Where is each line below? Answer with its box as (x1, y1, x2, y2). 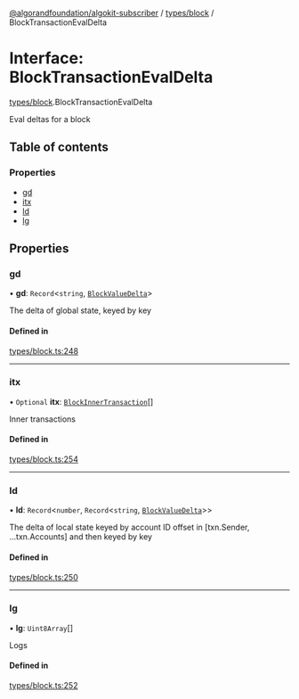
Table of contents (9, 140, 109, 155)
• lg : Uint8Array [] (9, 622, 74, 633)
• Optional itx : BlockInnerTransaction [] (9, 396, 154, 407)
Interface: (9, 48, 85, 69)
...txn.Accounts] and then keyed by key (9, 531, 153, 542)
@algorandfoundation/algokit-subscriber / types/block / (9, 8, 214, 18)
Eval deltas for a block (9, 113, 91, 124)
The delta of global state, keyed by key (9, 305, 152, 316)
